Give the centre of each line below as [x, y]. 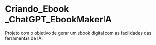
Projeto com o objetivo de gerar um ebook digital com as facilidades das [78, 33]
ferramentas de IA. [24, 38]
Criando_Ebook [37, 9]
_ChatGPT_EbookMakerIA [58, 19]
